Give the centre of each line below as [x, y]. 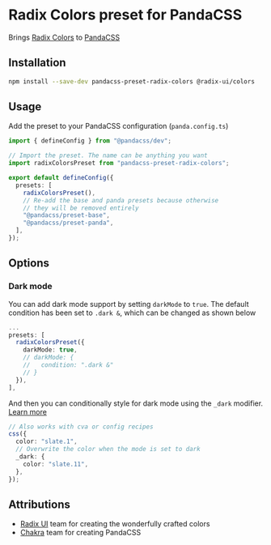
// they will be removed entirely [81, 208]
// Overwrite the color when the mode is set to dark [108, 449]
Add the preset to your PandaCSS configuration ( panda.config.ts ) [119, 126]
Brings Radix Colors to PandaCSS [64, 37]
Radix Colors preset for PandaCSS [125, 15]
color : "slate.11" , [56, 464]
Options [29, 264]
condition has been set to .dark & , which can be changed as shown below [132, 313]
